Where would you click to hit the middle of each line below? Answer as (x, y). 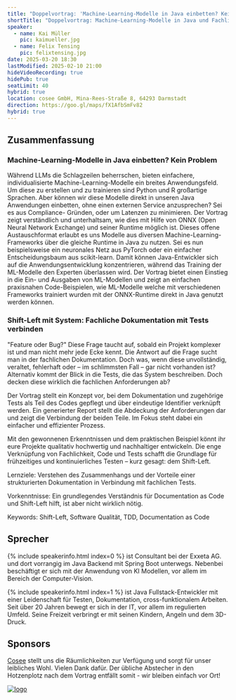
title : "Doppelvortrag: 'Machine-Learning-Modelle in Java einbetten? (113, 14)
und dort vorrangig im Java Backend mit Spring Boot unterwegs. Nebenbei (115, 563)
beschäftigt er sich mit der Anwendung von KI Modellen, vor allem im (107, 571)
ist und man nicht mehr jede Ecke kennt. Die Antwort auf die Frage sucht (112, 352)
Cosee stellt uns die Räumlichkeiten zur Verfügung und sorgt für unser (109, 661)
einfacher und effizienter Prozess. (56, 425)
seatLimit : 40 (28, 86)
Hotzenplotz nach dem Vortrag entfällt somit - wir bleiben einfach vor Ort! (114, 675)
